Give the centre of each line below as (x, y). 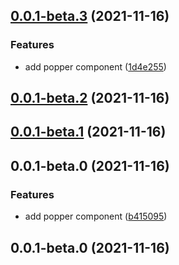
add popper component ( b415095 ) (96, 216)
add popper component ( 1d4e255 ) (95, 66)
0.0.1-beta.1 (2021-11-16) (88, 132)
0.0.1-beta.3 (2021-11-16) (90, 16)
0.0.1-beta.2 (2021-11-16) (90, 98)
